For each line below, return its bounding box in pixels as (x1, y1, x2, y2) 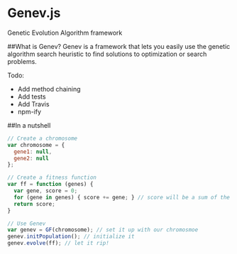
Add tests (17, 92, 46, 101)
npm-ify (17, 107, 41, 116)
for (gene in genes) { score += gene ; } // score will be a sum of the (13, 194, 231, 201)
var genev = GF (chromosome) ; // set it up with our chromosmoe (7, 226, 199, 233)
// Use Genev (7, 220, 46, 227)
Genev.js (7, 5, 61, 21)
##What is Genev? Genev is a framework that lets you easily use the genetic (7, 42, 231, 50)
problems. (7, 57, 37, 65)
